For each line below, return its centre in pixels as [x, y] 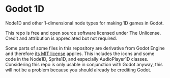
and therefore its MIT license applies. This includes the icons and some [80, 54]
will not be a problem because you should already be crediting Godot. [78, 70]
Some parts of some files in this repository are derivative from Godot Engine [85, 48]
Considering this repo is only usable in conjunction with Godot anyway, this [84, 64]
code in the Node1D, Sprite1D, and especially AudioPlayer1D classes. [77, 59]
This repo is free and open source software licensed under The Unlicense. [83, 33]
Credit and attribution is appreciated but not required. [61, 38]
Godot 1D [25, 9]
